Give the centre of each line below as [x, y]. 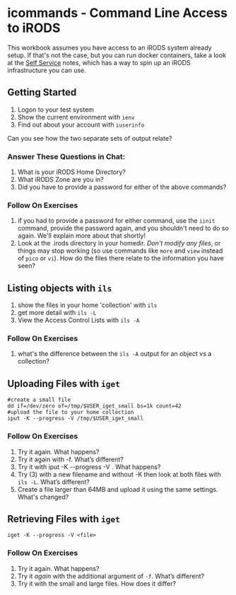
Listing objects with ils [60, 288]
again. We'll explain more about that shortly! [82, 236]
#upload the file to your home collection [71, 412]
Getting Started [42, 92]
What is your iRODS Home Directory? [71, 172]
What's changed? [43, 497]
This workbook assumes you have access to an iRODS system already [110, 47]
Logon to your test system [55, 109]
